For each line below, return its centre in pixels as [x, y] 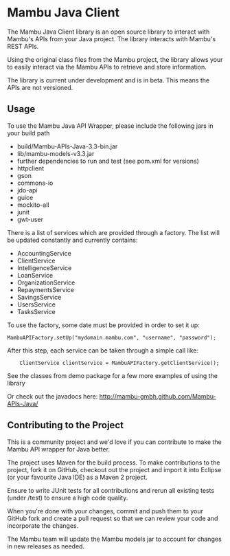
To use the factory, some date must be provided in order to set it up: [104, 325]
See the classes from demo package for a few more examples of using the [113, 375]
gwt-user [30, 219]
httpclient [31, 168]
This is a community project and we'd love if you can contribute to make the [114, 442]
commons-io [35, 183]
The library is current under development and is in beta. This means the [108, 80]
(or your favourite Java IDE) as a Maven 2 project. [77, 477]
